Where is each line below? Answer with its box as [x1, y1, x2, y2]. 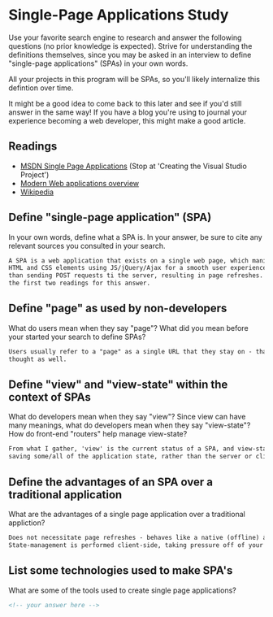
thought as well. [8, 355, 67, 363]
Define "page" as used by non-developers [8, 302, 227, 315]
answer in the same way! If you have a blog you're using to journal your [8, 107, 248, 117]
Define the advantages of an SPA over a [8, 475, 214, 489]
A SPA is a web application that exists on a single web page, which [8, 256, 249, 265]
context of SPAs [8, 390, 92, 404]
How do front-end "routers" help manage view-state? [8, 429, 188, 439]
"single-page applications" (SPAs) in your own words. [8, 59, 188, 68]
